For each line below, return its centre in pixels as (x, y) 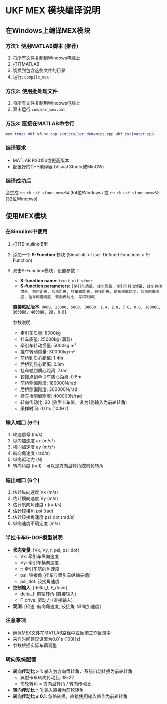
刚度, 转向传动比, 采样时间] (70, 297)
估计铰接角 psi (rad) (33, 511)
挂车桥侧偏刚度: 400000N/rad (51, 396)
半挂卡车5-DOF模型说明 (34, 538)
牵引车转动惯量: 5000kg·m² (48, 345)
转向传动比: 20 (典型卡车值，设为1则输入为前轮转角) (73, 402)
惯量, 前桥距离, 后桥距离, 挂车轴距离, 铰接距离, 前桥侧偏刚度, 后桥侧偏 (88, 292)
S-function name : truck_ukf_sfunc (56, 280)
